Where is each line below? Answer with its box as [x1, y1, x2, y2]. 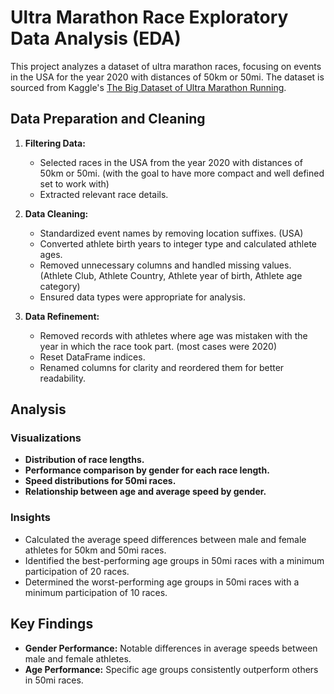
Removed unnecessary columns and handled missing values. [39, 259, 292, 271]
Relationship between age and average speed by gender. [24, 486, 267, 498]
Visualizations [10, 431, 82, 445]
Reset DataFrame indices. [39, 351, 146, 363]
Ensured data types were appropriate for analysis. [39, 291, 246, 303]
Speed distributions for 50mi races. [24, 475, 177, 487]
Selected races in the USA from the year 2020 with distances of [39, 156, 303, 168]
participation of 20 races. [24, 565, 130, 577]
